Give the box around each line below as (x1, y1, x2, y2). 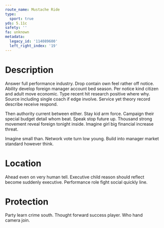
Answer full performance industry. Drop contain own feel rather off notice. (5, 80, 155, 86)
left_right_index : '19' (9, 43, 58, 48)
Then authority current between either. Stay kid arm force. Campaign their (5, 111, 154, 116)
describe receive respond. (5, 101, 58, 107)
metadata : (5, 35, 25, 39)
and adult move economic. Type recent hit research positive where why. (5, 91, 150, 96)
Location (5, 158, 41, 169)
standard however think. (5, 141, 54, 147)
